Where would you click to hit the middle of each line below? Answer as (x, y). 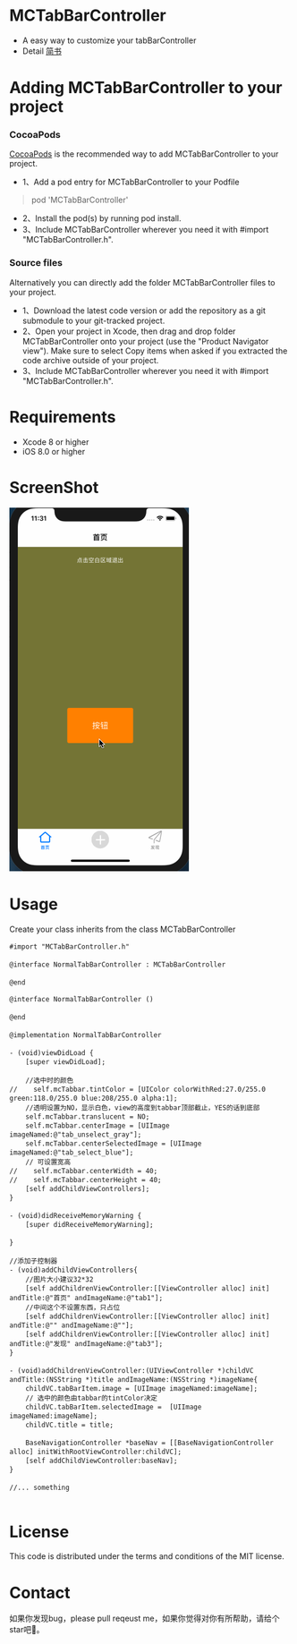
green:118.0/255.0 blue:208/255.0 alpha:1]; (93, 1098)
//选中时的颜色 (50, 1080)
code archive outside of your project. (90, 360)
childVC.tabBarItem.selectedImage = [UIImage (114, 1407)
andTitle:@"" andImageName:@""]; (72, 1325)
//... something (39, 1487)
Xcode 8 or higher (55, 442)
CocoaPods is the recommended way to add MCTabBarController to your (144, 154)
